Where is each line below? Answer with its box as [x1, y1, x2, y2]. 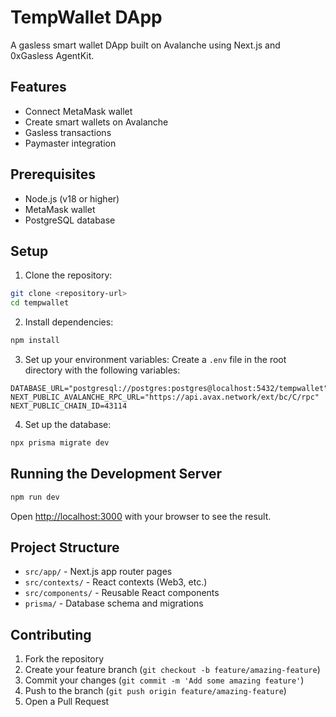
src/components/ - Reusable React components [24, 587, 220, 599]
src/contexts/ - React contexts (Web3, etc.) [24, 576, 208, 588]
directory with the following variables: [24, 364, 181, 376]
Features [10, 79, 67, 96]
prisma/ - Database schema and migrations [24, 597, 204, 610]
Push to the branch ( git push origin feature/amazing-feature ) [24, 685, 287, 697]
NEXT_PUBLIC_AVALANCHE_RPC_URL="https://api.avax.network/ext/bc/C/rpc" [10, 392, 320, 402]
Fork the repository [24, 653, 105, 665]
